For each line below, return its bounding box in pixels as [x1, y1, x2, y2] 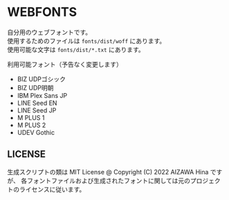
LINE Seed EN [17, 99, 57, 107]
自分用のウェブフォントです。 [7, 28, 92, 36]
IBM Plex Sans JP [17, 91, 68, 99]
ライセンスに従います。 [19, 185, 86, 193]
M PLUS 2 [17, 121, 46, 129]
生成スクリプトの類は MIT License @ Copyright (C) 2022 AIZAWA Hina [7, 167, 209, 176]
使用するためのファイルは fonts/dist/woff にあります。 [7, 36, 166, 45]
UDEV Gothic [17, 128, 55, 136]
